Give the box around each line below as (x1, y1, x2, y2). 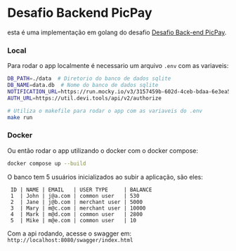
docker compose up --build (7, 160, 86, 167)
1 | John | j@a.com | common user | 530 (10, 192, 140, 199)
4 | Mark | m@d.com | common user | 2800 (10, 210, 143, 218)
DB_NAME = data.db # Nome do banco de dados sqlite (7, 82, 159, 89)
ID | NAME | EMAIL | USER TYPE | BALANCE (10, 186, 152, 194)
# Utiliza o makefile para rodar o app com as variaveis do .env (7, 107, 202, 114)
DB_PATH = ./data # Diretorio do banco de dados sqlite (7, 75, 171, 82)
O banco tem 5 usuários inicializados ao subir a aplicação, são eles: (7, 172, 204, 181)
